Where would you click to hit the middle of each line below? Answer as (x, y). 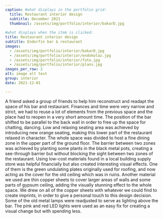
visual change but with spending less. (43, 211)
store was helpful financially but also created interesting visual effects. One (81, 164)
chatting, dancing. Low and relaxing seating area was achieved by (72, 127)
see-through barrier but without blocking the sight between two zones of (79, 154)
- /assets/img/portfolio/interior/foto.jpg (55, 60)
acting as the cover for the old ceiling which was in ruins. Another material (81, 174)
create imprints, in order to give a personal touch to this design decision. (79, 195)
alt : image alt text (26, 74)
